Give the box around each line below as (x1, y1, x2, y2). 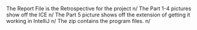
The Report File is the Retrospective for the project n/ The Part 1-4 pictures (6, 5, 192, 12)
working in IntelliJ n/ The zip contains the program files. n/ (6, 18, 151, 24)
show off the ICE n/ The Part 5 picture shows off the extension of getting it (6, 11, 190, 18)
